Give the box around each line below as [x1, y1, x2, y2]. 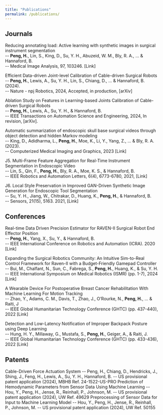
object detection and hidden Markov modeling [5, 133, 98, 139]
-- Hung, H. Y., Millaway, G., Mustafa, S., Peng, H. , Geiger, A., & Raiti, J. [5, 331, 148, 337]
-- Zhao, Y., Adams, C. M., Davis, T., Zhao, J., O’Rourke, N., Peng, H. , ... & [5, 296, 152, 302]
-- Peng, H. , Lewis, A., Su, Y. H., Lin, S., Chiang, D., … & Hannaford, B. [5, 78, 145, 84]
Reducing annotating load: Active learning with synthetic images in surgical [5, 42, 156, 49]
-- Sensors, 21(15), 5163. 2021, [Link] [5, 198, 79, 204]
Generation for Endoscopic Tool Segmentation [5, 188, 98, 194]
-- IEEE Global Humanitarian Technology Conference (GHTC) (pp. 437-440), [5, 306, 158, 312]
